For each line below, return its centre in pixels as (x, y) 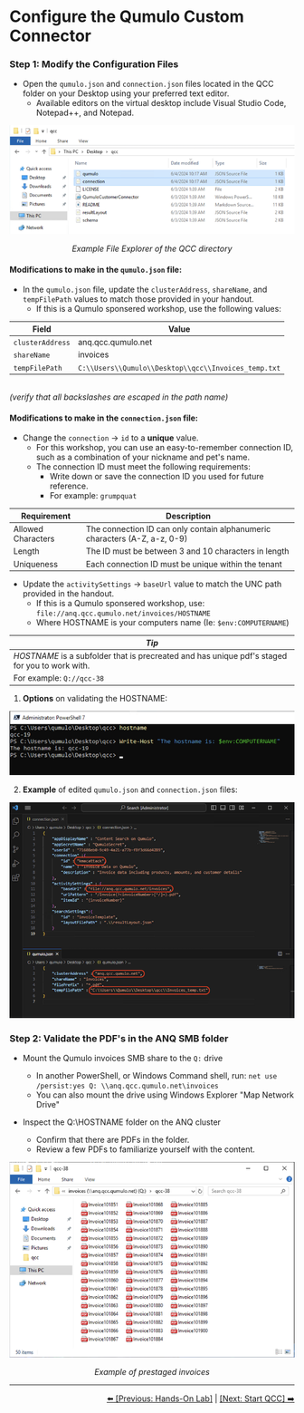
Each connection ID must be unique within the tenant (184, 564)
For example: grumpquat (93, 496)
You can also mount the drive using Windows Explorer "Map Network (165, 1095)
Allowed (28, 529)
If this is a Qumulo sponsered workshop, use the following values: (159, 309)
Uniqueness (36, 564)
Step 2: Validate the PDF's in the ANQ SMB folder (119, 1038)
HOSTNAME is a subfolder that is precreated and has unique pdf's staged (150, 655)
